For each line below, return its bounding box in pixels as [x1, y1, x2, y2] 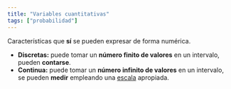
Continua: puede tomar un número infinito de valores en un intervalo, [17, 66, 224, 74]
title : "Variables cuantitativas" [7, 10, 110, 18]
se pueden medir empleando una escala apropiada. [17, 73, 169, 82]
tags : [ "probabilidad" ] [7, 17, 78, 24]
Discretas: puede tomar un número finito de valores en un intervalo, [17, 51, 220, 59]
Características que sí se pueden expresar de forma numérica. [7, 36, 191, 45]
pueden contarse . [17, 58, 71, 66]
